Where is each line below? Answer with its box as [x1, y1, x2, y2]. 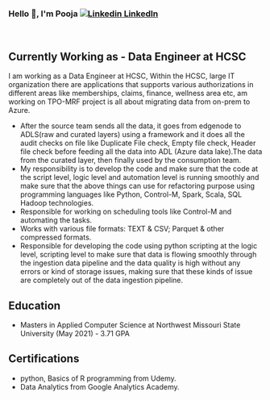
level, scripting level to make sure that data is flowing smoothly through [19, 250, 257, 260]
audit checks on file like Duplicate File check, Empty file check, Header [19, 138, 256, 148]
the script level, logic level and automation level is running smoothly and [19, 173, 260, 182]
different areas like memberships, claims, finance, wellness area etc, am [8, 89, 248, 98]
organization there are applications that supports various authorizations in [8, 80, 254, 90]
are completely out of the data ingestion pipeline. [19, 275, 184, 285]
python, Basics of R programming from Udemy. [19, 373, 177, 383]
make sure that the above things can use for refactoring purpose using [19, 181, 255, 191]
